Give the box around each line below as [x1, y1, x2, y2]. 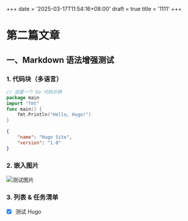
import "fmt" [6, 100, 40, 107]
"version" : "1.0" [17, 140, 62, 146]
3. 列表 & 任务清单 [6, 193, 59, 201]
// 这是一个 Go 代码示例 [6, 89, 62, 95]
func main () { [6, 106, 43, 112]
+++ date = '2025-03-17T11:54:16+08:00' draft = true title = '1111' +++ [6, 6, 182, 12]
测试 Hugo [15, 208, 42, 215]
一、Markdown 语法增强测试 [6, 54, 115, 65]
